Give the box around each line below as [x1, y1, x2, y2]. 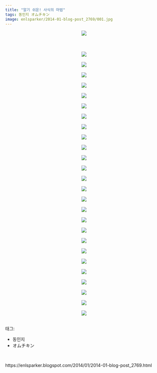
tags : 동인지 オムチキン [5, 12, 50, 17]
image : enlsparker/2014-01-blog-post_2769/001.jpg [5, 17, 113, 22]
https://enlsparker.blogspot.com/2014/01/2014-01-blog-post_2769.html [5, 362, 152, 368]
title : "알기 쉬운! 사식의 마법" [5, 7, 65, 13]
